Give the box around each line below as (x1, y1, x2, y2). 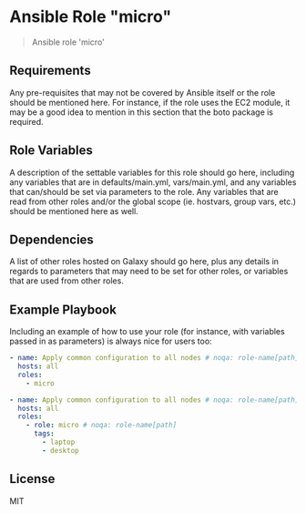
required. (9, 116, 44, 127)
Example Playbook (9, 302, 117, 317)
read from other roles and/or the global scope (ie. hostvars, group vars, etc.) (9, 196, 297, 207)
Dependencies (9, 231, 94, 247)
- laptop (42, 437, 76, 447)
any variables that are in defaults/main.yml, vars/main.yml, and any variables (9, 176, 297, 188)
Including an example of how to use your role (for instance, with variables (9, 326, 285, 337)
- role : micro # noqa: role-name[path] (25, 421, 178, 430)
